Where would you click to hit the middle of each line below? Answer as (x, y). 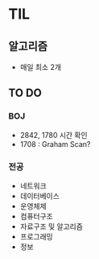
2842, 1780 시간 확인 (54, 135)
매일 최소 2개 (41, 67)
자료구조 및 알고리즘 (51, 226)
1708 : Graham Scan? (55, 144)
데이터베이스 (40, 196)
